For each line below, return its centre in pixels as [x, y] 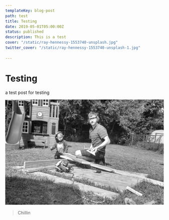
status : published [24, 32]
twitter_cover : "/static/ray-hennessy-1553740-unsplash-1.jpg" [73, 48]
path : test [17, 16]
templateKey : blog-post [30, 11]
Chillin [24, 213]
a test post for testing [27, 92]
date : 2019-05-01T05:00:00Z [35, 27]
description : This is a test [36, 37]
